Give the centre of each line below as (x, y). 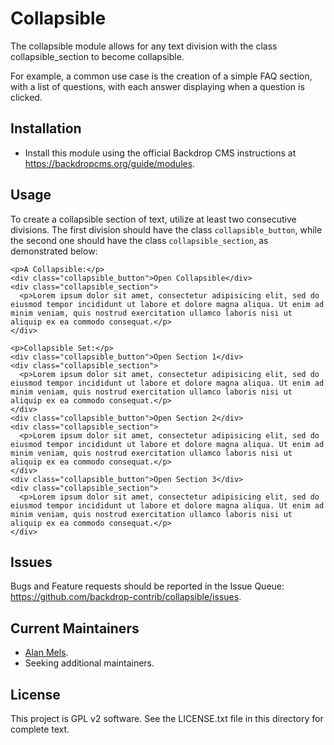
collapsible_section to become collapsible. (97, 56)
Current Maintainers (75, 628)
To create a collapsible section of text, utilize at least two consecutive (153, 219)
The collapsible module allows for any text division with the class (144, 46)
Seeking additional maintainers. (89, 663)
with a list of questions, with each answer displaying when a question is (157, 86)
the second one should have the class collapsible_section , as (139, 240)
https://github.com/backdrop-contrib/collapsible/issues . (126, 597)
